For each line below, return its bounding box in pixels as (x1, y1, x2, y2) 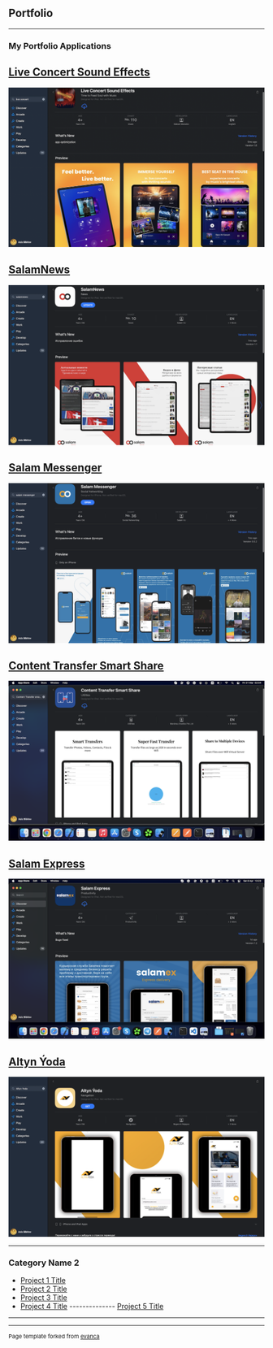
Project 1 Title (19, 1276, 67, 1285)
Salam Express (8, 856, 85, 870)
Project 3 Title (19, 1293, 67, 1302)
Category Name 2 (8, 1257, 80, 1268)
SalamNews (8, 263, 71, 277)
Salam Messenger (8, 461, 102, 475)
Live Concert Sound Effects (8, 65, 150, 80)
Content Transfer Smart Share (8, 659, 164, 673)
